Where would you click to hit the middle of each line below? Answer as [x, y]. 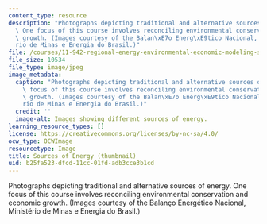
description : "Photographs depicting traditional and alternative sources [135, 23]
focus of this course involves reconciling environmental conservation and [128, 195]
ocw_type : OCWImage [41, 141]
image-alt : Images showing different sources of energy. [112, 119]
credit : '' [33, 112]
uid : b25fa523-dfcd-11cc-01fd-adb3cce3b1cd [81, 164]
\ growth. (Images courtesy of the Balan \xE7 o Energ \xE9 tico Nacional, [137, 38]
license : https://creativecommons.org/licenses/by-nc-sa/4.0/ [113, 133]
